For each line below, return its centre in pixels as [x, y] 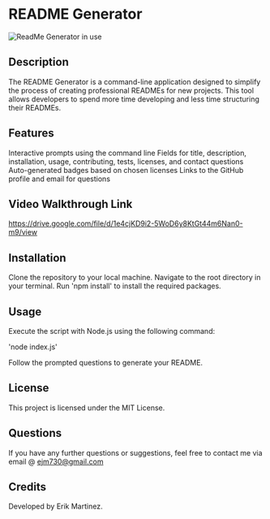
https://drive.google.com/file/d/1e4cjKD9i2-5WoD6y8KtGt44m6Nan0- [126, 223]
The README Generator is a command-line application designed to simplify [135, 81]
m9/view [23, 232]
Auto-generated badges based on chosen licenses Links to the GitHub [126, 170]
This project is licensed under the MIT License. [87, 408]
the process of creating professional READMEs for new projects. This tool [131, 90]
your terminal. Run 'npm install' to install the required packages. [115, 286]
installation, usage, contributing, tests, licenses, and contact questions [126, 161]
